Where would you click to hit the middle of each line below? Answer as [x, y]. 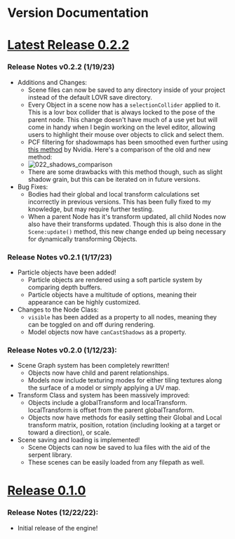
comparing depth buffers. [65, 287]
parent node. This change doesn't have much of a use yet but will [122, 119]
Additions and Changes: [52, 82]
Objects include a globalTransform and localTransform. [108, 403]
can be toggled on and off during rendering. [92, 324]
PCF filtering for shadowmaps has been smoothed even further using [128, 142]
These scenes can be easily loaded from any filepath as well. [116, 463]
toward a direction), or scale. [69, 432]
